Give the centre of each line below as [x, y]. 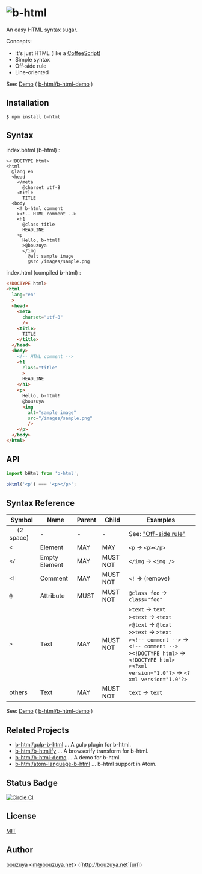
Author [20, 850]
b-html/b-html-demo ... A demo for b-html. [68, 758]
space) [19, 538]
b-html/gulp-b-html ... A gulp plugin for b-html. [73, 745]
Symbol [22, 520]
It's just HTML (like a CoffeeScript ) [58, 53]
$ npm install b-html [33, 117]
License [21, 816]
